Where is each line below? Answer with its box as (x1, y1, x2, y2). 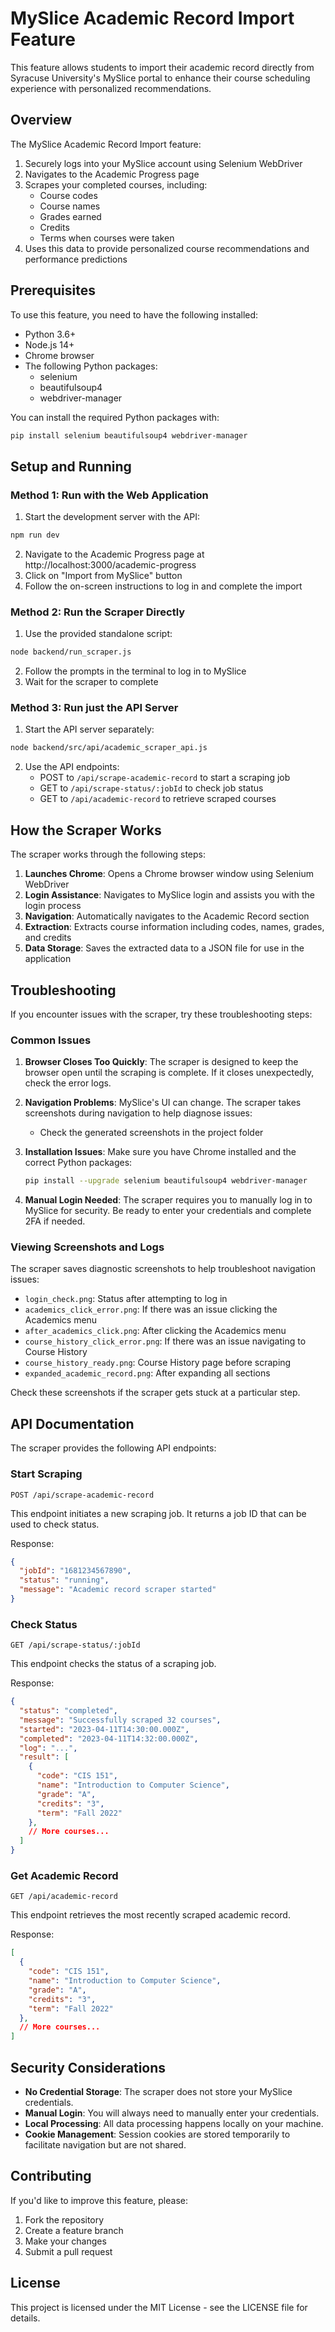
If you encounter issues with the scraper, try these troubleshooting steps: (10, 1008, 313, 1020)
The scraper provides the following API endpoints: (10, 1442, 217, 1454)
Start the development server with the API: (24, 511, 201, 523)
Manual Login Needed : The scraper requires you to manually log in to (24, 1194, 313, 1206)
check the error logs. (24, 1077, 112, 1089)
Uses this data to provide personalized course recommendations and (24, 242, 310, 254)
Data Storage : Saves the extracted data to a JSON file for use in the (24, 942, 305, 954)
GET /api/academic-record (10, 1892, 118, 1902)
